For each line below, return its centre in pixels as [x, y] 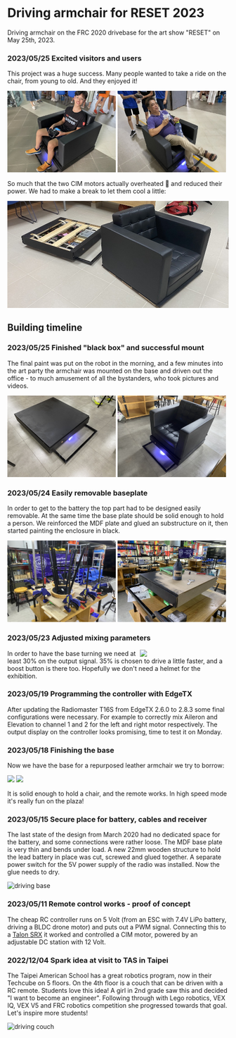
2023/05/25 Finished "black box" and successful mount [106, 348]
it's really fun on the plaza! [46, 801]
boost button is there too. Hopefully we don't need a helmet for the [104, 668]
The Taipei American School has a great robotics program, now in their [110, 976]
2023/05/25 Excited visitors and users [74, 58]
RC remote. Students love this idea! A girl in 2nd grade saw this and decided [118, 991]
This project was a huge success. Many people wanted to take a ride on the [117, 74]
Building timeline [45, 328]
